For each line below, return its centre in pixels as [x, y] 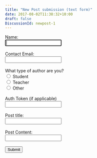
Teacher [21, 82]
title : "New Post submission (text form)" [49, 10]
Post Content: [19, 132]
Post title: [15, 115]
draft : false [18, 19]
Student [20, 77]
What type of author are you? [35, 71]
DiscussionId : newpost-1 [30, 23]
